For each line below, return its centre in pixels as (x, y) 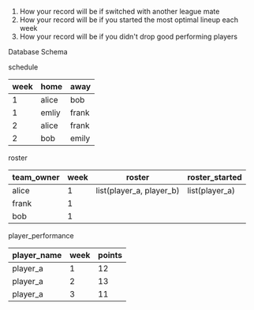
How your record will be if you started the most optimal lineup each (129, 20)
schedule (23, 67)
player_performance (41, 235)
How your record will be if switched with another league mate (120, 11)
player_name (37, 255)
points (110, 255)
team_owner (36, 177)
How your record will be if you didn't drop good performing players (129, 36)
